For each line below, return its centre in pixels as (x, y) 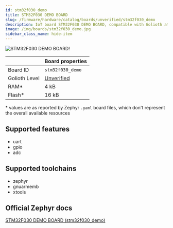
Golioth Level (24, 78)
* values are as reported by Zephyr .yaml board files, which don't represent (85, 108)
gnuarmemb (26, 186)
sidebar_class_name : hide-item (39, 34)
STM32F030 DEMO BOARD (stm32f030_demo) (55, 220)
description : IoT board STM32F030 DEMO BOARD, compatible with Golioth (84, 24)
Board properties (66, 61)
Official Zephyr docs (39, 208)
